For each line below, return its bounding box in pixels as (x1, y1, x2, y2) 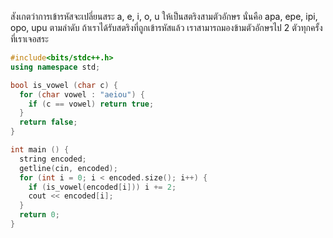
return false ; (19, 117, 78, 128)
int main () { (10, 145, 70, 155)
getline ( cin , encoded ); (19, 163, 118, 173)
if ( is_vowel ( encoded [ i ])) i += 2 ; (28, 182, 177, 192)
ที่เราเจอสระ (10, 33, 49, 45)
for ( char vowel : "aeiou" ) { (19, 89, 145, 100)
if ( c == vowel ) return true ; (28, 99, 155, 109)
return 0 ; (19, 210, 60, 220)
